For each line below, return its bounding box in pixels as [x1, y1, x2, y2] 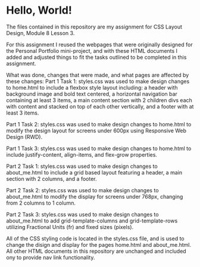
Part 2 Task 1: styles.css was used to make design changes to [6, 163, 158, 170]
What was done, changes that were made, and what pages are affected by [6, 71, 189, 78]
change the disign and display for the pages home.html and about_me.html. [6, 241, 192, 248]
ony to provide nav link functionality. [6, 253, 95, 261]
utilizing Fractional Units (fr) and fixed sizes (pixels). [6, 223, 134, 230]
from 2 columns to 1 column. [6, 199, 76, 206]
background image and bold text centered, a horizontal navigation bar [6, 90, 177, 97]
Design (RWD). [6, 133, 43, 140]
